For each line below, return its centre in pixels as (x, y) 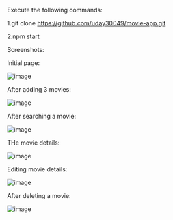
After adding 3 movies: (39, 89)
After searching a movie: (42, 116)
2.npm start (23, 36)
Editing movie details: (37, 169)
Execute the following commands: (55, 10)
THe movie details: (34, 143)
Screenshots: (26, 50)
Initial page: (23, 63)
